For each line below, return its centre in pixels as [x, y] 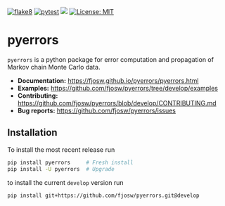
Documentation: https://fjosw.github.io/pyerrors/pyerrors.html [108, 80]
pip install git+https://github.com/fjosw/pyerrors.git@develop [103, 195]
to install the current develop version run [66, 182]
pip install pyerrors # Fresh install [70, 162]
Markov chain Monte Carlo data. [54, 67]
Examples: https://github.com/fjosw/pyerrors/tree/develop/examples [117, 88]
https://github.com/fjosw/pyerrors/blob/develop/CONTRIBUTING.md [117, 103]
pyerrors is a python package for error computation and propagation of [111, 59]
